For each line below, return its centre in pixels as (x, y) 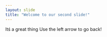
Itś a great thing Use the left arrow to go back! (53, 29)
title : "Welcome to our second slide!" (48, 15)
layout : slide (20, 10)
